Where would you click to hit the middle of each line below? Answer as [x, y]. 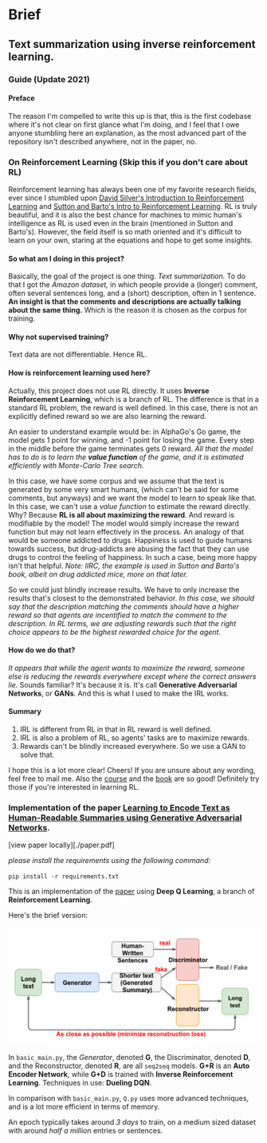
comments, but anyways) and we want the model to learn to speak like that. [132, 498]
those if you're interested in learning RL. [74, 787]
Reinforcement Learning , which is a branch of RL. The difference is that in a [133, 399]
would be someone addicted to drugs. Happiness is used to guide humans [130, 540]
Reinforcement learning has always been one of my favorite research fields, [133, 189]
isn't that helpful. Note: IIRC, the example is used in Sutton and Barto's [124, 566]
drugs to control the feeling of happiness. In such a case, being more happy [133, 557]
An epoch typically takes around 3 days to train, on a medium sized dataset [132, 1122]
